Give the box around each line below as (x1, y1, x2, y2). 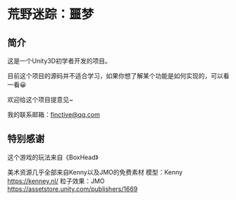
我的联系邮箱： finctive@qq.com (7, 111, 100, 118)
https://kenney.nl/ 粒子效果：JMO (7, 177, 105, 185)
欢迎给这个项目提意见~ (7, 96, 74, 104)
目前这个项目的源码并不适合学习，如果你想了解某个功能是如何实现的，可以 (7, 72, 223, 80)
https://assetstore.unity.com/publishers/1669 (7, 185, 138, 193)
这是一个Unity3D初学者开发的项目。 (7, 57, 111, 65)
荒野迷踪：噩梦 (7, 6, 94, 23)
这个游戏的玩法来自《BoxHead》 (7, 153, 99, 161)
